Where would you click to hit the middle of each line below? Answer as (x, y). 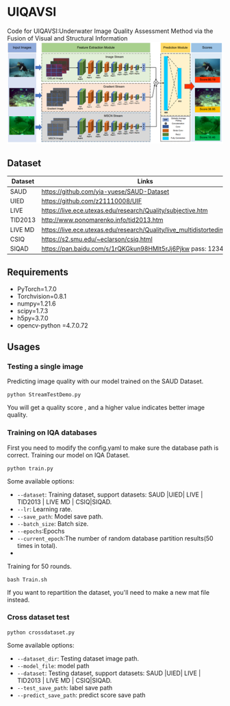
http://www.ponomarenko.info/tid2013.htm (102, 220)
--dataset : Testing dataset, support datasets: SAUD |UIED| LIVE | (109, 673)
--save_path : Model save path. (60, 516)
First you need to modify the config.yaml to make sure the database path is (113, 448)
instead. (18, 600)
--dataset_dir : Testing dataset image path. (78, 658)
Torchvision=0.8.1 (42, 296)
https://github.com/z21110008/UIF (92, 201)
